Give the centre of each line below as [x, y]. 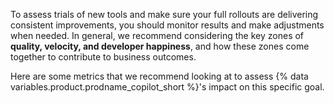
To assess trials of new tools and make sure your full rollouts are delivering [164, 14]
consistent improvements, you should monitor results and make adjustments [167, 25]
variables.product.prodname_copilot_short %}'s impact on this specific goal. [167, 87]
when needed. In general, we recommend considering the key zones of [157, 35]
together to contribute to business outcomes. [103, 57]
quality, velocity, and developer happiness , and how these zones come [160, 46]
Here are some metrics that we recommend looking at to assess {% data [159, 76]
